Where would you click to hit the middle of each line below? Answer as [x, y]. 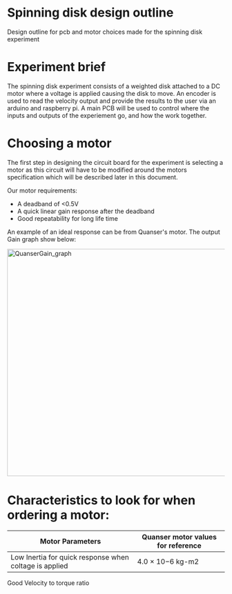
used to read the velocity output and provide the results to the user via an [112, 101]
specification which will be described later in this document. [93, 177]
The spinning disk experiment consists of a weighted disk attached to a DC [114, 86]
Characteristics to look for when [101, 500]
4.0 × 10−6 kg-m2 [168, 562]
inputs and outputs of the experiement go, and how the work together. [107, 115]
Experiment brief [56, 67]
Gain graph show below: [42, 239]
